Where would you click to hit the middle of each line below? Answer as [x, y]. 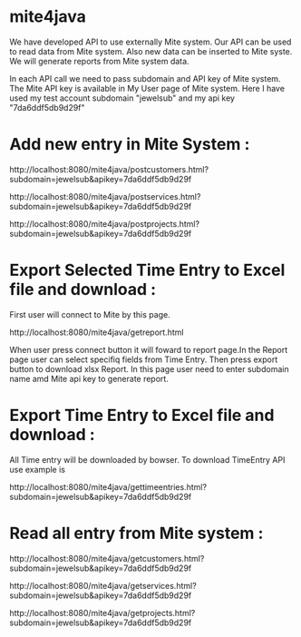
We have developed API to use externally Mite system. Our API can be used [150, 42]
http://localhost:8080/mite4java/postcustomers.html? [109, 169]
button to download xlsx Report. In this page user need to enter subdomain [149, 368]
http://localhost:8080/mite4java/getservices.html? [103, 585]
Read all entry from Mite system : [136, 533]
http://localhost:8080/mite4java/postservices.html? [105, 196]
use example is [38, 469]
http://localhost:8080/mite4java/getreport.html [97, 332]
